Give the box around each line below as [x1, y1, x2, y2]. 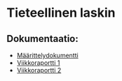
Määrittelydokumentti [16, 51, 79, 59]
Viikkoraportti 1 [16, 59, 60, 67]
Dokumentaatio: [6, 33, 79, 45]
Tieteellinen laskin [6, 5, 116, 21]
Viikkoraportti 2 [16, 66, 62, 74]
